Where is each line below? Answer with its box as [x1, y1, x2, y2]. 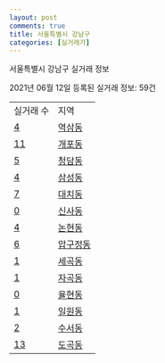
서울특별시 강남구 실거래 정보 [9, 63, 110, 74]
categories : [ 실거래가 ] [9, 37, 91, 47]
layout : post [9, 12, 58, 22]
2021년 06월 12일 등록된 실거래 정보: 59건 [9, 82, 156, 94]
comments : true [9, 21, 66, 30]
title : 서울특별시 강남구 [9, 29, 91, 38]
